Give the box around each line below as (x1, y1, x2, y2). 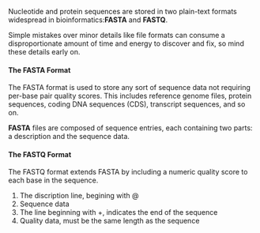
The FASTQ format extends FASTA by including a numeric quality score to (8, 167, 248, 177)
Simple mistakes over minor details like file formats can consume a (8, 31, 225, 39)
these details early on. (8, 47, 81, 56)
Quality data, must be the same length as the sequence (19, 216, 200, 226)
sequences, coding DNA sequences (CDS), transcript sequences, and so (8, 100, 246, 109)
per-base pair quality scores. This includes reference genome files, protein (8, 91, 252, 101)
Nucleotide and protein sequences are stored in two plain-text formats (8, 7, 237, 16)
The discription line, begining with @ (19, 191, 140, 201)
